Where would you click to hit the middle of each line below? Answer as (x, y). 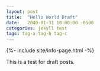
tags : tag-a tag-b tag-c (37, 34)
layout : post (22, 12)
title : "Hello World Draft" (42, 17)
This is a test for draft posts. (41, 62)
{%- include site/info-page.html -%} (50, 50)
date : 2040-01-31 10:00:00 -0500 (50, 22)
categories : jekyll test (37, 28)
